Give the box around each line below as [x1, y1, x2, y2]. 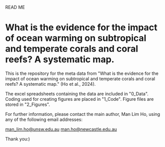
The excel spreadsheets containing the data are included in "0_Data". [5, 90, 149, 97]
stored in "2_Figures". [5, 101, 50, 107]
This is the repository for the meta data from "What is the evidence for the [5, 70, 158, 76]
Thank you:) [5, 135, 30, 142]
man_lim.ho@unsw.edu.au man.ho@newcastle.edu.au [5, 126, 117, 132]
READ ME [5, 5, 25, 10]
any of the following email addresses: [5, 116, 83, 122]
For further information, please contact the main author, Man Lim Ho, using [5, 111, 160, 117]
